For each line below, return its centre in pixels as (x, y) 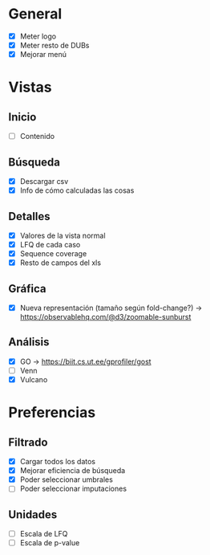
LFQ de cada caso (50, 245)
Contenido (37, 137)
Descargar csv (44, 181)
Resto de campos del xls (61, 263)
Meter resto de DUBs (55, 45)
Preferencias (52, 412)
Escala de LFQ (44, 534)
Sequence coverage (53, 254)
